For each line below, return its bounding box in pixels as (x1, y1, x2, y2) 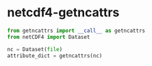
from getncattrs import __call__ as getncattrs (7, 27, 146, 34)
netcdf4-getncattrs (7, 5, 120, 20)
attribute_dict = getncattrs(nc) (7, 52, 103, 59)
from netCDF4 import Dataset (7, 33, 90, 40)
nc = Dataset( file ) (7, 46, 63, 52)
